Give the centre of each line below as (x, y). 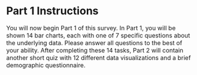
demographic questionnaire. (46, 65)
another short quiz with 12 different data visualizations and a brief (99, 58)
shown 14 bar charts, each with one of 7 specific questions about (98, 35)
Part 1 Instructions (52, 11)
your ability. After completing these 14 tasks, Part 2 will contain (95, 50)
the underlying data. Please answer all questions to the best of (94, 43)
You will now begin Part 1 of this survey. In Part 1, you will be (91, 28)
